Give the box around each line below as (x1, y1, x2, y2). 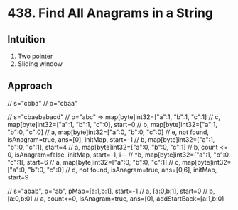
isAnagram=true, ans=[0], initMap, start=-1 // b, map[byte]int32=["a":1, (7, 135, 215, 143)
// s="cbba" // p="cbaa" (7, 99, 78, 107)
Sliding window (17, 60, 63, 68)
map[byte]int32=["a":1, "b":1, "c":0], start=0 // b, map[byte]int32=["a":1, (7, 120, 218, 128)
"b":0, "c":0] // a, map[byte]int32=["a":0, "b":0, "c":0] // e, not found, (7, 128, 210, 136)
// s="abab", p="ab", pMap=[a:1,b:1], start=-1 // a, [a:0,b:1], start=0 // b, (7, 187, 215, 195)
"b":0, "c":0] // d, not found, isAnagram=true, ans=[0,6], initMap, (28, 165, 217, 174)
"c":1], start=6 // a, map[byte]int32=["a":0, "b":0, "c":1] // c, (7, 157, 181, 166)
